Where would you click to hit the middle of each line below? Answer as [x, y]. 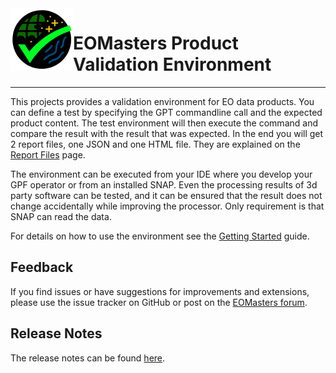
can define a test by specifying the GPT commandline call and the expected [166, 112]
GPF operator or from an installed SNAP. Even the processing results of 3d [164, 184]
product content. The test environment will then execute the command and [164, 123]
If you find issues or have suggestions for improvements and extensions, [160, 291]
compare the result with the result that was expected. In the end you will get [167, 133]
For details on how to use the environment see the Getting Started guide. [160, 236]
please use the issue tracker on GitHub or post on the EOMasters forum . [159, 302]
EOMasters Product [156, 43]
